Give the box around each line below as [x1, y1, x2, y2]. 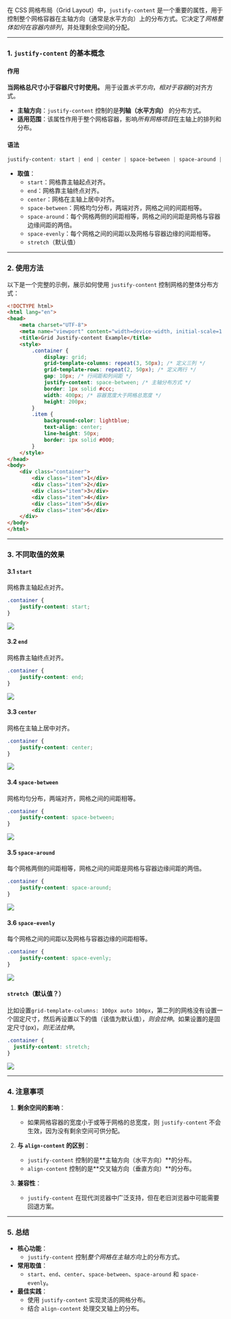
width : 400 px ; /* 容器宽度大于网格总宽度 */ [43, 392, 162, 399]
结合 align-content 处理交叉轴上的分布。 [27, 1305, 143, 1313]
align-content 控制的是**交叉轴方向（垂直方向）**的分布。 [27, 1165, 195, 1173]
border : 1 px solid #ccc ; [43, 385, 115, 393]
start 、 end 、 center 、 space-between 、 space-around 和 [27, 1270, 180, 1279]
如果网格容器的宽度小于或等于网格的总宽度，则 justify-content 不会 [27, 1118, 221, 1127]
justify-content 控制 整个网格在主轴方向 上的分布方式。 [27, 1253, 184, 1261]
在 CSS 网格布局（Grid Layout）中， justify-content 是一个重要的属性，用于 [7, 6, 223, 14]
